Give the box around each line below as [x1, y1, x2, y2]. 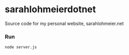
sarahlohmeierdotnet [5, 4, 96, 15]
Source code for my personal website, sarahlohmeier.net [5, 20, 124, 26]
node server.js [5, 45, 37, 50]
